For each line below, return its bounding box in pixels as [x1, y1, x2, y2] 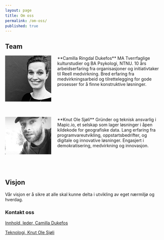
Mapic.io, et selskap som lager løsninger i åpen [57, 122, 153, 128]
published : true [5, 24, 38, 28]
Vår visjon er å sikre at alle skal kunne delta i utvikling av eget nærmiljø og [5, 191, 155, 197]
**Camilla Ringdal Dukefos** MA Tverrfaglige [57, 55, 150, 61]
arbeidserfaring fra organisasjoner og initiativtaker [57, 66, 159, 72]
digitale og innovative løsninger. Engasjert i [57, 137, 144, 143]
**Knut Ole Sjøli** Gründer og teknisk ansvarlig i [57, 117, 156, 123]
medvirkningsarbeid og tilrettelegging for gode [57, 76, 152, 82]
